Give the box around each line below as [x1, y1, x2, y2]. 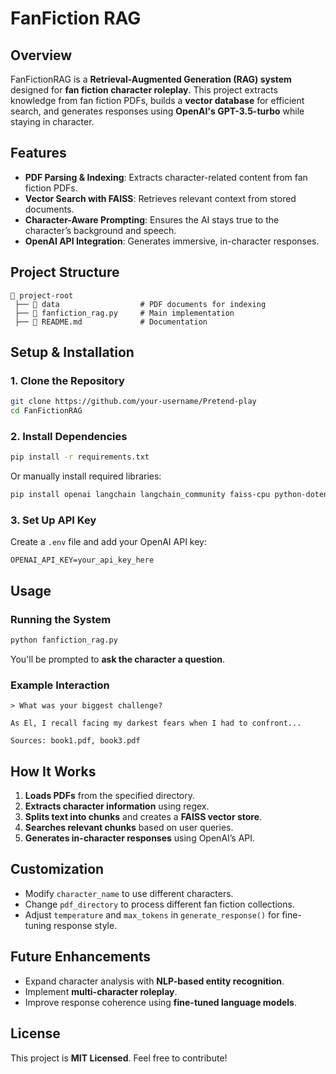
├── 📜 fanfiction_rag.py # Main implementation [14, 308, 235, 318]
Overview [10, 47, 73, 64]
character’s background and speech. [24, 224, 177, 236]
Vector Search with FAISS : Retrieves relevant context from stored [24, 192, 297, 204]
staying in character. [10, 116, 95, 127]
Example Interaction [10, 678, 110, 692]
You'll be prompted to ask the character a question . [10, 653, 226, 665]
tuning [24, 919, 52, 931]
